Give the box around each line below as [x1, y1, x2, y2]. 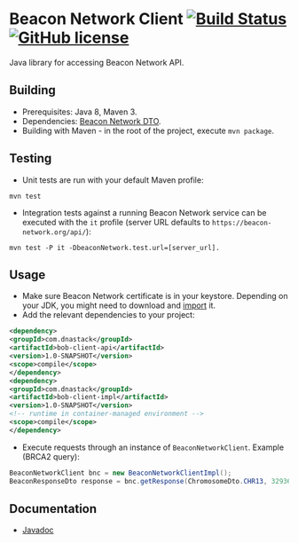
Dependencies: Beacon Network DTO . [21, 115, 161, 126]
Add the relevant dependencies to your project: [21, 310, 195, 320]
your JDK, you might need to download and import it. [21, 300, 216, 311]
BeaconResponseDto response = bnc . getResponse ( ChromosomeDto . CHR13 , [9, 476, 268, 485]
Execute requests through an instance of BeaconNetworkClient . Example [21, 442, 285, 452]
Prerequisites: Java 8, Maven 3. [21, 106, 137, 117]
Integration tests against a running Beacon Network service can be [21, 207, 267, 217]
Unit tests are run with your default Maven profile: [21, 174, 204, 185]
